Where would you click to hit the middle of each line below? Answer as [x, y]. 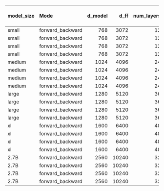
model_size [21, 16]
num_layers [147, 16]
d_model [98, 16]
